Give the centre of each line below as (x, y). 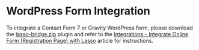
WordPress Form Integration (78, 11)
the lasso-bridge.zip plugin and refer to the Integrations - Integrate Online (97, 34)
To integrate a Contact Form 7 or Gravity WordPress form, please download (100, 28)
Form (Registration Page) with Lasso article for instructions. (80, 40)
